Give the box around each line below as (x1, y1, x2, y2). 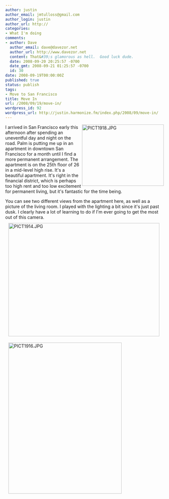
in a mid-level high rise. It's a (5, 167, 65, 173)
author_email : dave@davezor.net (10, 45, 78, 50)
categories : (5, 26, 30, 31)
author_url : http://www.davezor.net (10, 49, 87, 54)
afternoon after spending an (5, 129, 63, 135)
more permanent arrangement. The (5, 156, 78, 162)
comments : (5, 36, 26, 41)
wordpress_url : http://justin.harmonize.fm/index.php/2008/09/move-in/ (5, 110, 158, 116)
